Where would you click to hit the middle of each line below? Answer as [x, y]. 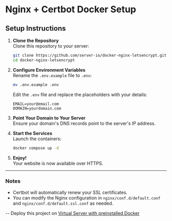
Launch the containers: [37, 139]
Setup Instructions [36, 28]
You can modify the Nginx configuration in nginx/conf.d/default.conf [87, 197]
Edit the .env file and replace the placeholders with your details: [80, 94]
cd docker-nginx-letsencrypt [44, 60]
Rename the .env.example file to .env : [52, 75]
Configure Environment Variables [49, 70]
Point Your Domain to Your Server [49, 118]
